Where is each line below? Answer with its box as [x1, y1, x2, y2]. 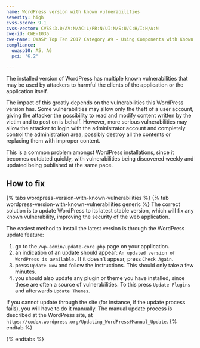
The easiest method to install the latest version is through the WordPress [6, 225, 185, 232]
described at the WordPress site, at [6, 312, 93, 319]
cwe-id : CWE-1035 [6, 31, 50, 37]
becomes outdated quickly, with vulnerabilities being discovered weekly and [6, 155, 194, 162]
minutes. [14, 268, 37, 275]
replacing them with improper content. [6, 137, 100, 144]
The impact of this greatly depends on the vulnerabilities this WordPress [6, 99, 184, 106]
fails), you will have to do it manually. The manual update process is [6, 305, 173, 312]
